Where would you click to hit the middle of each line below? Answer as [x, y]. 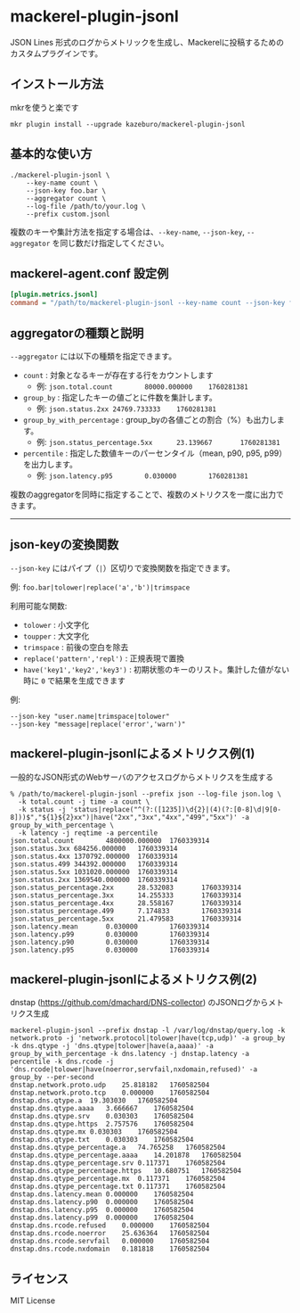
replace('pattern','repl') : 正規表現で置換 [104, 658]
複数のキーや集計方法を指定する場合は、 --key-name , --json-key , [128, 231]
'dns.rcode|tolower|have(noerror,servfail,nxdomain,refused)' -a [134, 1069]
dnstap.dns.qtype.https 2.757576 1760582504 [102, 1124]
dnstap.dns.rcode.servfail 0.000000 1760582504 [110, 1242]
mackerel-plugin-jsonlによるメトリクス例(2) [134, 979]
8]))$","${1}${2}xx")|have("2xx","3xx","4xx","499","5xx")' [124, 817]
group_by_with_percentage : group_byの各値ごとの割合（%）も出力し [150, 419]
